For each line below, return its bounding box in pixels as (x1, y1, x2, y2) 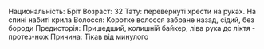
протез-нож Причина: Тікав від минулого (8, 32, 149, 41)
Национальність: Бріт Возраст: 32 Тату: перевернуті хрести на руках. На (8, 7, 257, 16)
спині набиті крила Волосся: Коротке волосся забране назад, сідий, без (8, 15, 255, 24)
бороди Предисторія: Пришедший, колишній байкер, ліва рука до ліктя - (8, 24, 256, 32)
